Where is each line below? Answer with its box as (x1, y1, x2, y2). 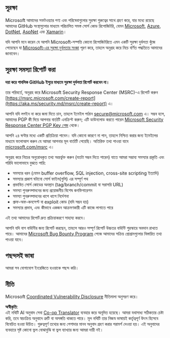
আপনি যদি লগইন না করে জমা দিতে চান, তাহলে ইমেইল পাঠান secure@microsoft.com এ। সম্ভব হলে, (5, 110, 165, 116)
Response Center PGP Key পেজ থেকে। (5, 122, 80, 128)
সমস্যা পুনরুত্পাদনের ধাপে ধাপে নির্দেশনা (12, 193, 69, 199)
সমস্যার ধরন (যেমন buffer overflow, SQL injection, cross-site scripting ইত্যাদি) (12, 170, 159, 176)
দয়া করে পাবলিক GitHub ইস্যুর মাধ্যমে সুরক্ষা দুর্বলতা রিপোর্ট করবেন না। (5, 79, 109, 85)
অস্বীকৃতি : (5, 304, 18, 310)
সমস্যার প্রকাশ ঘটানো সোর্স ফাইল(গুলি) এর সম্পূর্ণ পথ (12, 176, 88, 182)
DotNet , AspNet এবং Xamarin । (5, 29, 67, 35)
